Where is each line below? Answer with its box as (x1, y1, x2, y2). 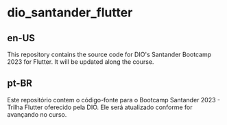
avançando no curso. (7, 110, 67, 118)
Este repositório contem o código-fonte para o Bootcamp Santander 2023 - (7, 95, 221, 104)
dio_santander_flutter (7, 5, 133, 21)
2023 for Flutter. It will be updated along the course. (7, 58, 154, 66)
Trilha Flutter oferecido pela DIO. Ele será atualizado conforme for (7, 103, 193, 111)
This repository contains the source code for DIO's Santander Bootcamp (7, 50, 212, 58)
